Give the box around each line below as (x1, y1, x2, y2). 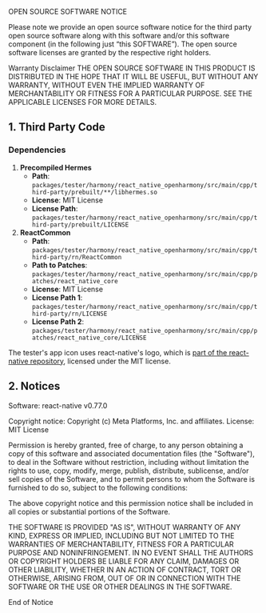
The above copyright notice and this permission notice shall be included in (8, 498, 253, 507)
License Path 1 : (31, 292, 83, 302)
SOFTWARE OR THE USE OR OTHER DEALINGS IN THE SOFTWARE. (8, 582, 232, 591)
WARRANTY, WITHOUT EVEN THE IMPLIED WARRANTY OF (8, 80, 205, 90)
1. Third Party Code (8, 120, 105, 134)
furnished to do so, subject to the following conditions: (8, 483, 188, 492)
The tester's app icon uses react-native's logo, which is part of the (8, 347, 228, 357)
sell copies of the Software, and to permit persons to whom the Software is (8, 474, 256, 483)
